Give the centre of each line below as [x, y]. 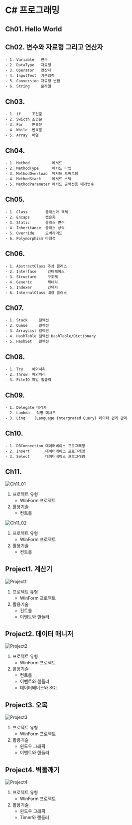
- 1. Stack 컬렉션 [27, 320]
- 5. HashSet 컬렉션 [27, 342]
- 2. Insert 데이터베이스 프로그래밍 [45, 451]
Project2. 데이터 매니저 [39, 634]
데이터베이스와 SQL [39, 688]
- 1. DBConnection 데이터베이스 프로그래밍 [45, 446]
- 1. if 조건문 [24, 114]
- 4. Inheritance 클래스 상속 [35, 228]
